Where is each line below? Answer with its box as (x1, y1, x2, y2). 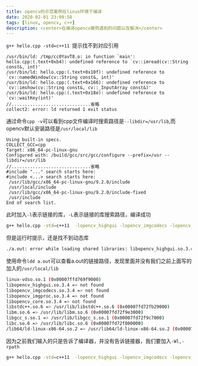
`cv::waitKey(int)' (6, 95, 54, 101)
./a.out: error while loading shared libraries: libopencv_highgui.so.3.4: (6, 246, 196, 252)
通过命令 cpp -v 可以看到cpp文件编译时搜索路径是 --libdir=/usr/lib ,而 (6, 117, 176, 125)
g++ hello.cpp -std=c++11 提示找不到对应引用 (6, 42, 119, 49)
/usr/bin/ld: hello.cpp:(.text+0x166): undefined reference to (6, 80, 165, 86)
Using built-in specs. (6, 137, 62, 143)
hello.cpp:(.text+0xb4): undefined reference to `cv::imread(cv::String (6, 59, 189, 65)
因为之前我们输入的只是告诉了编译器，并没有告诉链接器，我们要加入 (6, 337, 171, 344)
